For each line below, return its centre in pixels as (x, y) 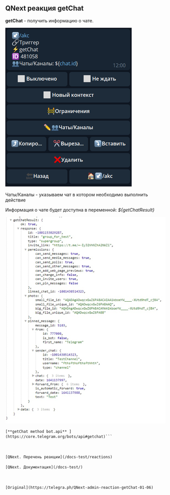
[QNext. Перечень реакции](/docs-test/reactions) (59, 457)
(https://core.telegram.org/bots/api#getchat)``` (59, 437)
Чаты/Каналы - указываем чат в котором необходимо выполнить (77, 194)
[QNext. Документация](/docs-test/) (44, 468)
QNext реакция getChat (45, 8)
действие (16, 200)
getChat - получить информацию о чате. (50, 20)
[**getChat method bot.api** (36, 432)
